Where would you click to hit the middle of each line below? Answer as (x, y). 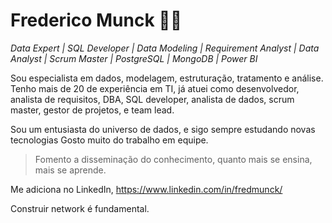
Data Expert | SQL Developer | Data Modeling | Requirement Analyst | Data (165, 48)
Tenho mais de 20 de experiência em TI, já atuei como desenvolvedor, (155, 88)
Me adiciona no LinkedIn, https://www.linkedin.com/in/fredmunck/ (146, 189)
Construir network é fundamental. (80, 208)
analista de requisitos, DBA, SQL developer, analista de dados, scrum (152, 99)
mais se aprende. (70, 170)
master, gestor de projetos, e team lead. (92, 110)
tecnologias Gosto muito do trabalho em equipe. (109, 140)
